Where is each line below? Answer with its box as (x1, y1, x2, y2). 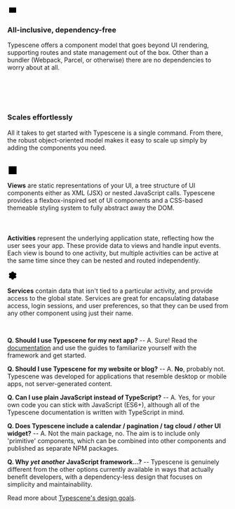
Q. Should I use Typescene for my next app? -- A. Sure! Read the (7, 336, 198, 344)
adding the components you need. (7, 143, 107, 152)
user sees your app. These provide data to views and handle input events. (7, 241, 221, 249)
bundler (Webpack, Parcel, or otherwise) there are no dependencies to (7, 56, 212, 65)
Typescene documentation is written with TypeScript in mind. (7, 408, 184, 416)
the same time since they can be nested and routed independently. (7, 256, 201, 265)
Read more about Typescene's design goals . (7, 494, 137, 502)
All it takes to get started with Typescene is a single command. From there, (7, 128, 223, 137)
